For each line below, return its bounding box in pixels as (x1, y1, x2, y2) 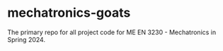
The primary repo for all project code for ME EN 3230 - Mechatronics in (7, 28, 217, 36)
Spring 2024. (7, 35, 46, 43)
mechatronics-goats (7, 5, 131, 21)
